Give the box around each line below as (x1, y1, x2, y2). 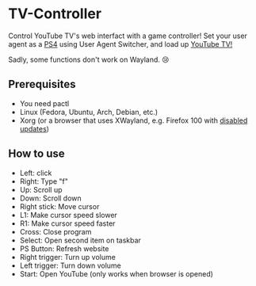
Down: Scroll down (19, 193, 82, 203)
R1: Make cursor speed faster (19, 219, 116, 228)
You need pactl (19, 98, 70, 108)
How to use (8, 147, 65, 161)
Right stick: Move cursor (19, 201, 100, 211)
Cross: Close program (19, 227, 92, 236)
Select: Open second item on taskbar (19, 235, 141, 245)
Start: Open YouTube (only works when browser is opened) (19, 269, 214, 278)
